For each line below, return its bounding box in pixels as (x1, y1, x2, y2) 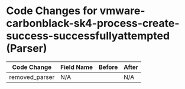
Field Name (60, 63, 93, 71)
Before (98, 63, 118, 71)
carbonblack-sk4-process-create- (6, 17, 180, 30)
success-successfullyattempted (6, 29, 170, 42)
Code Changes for (6, 4, 98, 18)
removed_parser (9, 72, 55, 81)
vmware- (99, 4, 145, 18)
